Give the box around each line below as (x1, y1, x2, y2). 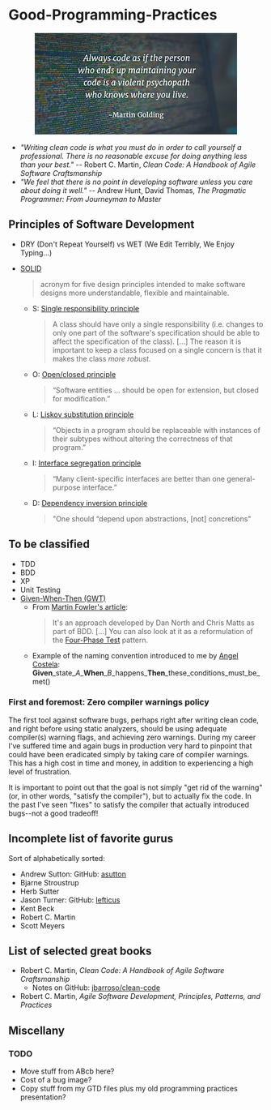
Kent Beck (19, 903, 55, 913)
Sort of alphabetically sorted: (8, 853, 105, 863)
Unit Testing (19, 585, 61, 594)
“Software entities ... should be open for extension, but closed (52, 385, 259, 395)
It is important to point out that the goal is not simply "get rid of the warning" (8, 782, 263, 792)
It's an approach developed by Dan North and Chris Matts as (52, 618, 255, 628)
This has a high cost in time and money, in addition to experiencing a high (8, 758, 254, 768)
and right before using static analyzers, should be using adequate (8, 723, 227, 733)
